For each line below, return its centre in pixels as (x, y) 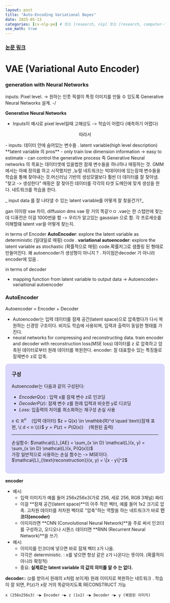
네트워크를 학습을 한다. (34, 189)
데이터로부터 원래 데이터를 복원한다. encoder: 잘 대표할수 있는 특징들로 (92, 350)
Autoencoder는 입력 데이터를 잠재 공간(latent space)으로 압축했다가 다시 (85, 319)
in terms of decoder (26, 269)
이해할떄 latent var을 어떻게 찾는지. (40, 224)
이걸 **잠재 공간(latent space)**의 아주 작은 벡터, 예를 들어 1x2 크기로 (90, 504)
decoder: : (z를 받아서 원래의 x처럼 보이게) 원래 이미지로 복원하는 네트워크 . (80, 578)
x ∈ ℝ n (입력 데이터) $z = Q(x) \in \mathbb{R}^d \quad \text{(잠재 (81, 420)
